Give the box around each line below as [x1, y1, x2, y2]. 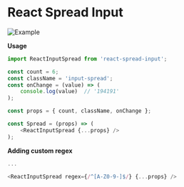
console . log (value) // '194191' [20, 88, 120, 95]
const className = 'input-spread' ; [7, 75, 113, 82]
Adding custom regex [7, 146, 73, 155]
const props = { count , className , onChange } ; [7, 107, 152, 114]
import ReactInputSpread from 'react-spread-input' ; [7, 55, 168, 63]
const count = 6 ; [7, 68, 59, 75]
